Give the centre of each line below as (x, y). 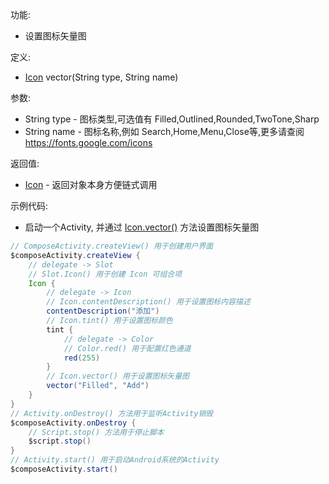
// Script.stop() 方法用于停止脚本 (96, 432)
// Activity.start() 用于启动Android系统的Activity (115, 460)
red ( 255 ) (82, 358)
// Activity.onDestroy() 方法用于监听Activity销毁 (112, 413)
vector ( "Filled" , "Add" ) (98, 386)
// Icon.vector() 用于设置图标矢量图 (118, 376)
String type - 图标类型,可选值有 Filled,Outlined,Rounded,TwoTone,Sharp (172, 119)
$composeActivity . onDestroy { (73, 423)
